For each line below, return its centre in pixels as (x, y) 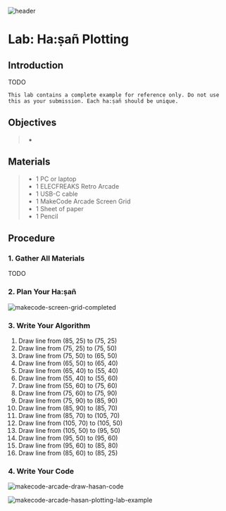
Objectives (32, 123)
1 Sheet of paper (59, 208)
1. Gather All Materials (46, 258)
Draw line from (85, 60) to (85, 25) (68, 453)
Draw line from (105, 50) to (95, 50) (69, 430)
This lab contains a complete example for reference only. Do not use (114, 95)
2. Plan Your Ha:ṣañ (42, 292)
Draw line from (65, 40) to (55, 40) (68, 370)
